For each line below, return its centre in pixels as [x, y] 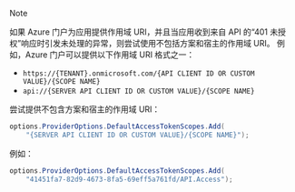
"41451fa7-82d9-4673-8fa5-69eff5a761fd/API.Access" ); [129, 179]
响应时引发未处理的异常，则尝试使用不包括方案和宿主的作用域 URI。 [148, 43]
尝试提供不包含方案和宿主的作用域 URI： [85, 109]
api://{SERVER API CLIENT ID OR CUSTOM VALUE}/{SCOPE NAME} [138, 91]
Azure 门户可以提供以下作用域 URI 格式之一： [110, 55]
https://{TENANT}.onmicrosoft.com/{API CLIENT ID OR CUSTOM [138, 74]
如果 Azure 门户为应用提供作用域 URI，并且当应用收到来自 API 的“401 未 [144, 32]
